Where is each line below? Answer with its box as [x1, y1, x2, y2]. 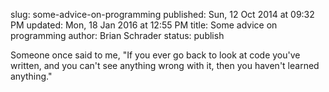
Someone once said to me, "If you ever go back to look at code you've [10, 49, 301, 61]
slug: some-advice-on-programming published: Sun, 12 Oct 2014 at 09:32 [10, 9, 315, 20]
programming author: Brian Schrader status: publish [10, 30, 225, 41]
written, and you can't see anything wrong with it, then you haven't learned [10, 60, 320, 71]
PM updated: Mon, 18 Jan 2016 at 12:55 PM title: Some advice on [10, 19, 278, 31]
